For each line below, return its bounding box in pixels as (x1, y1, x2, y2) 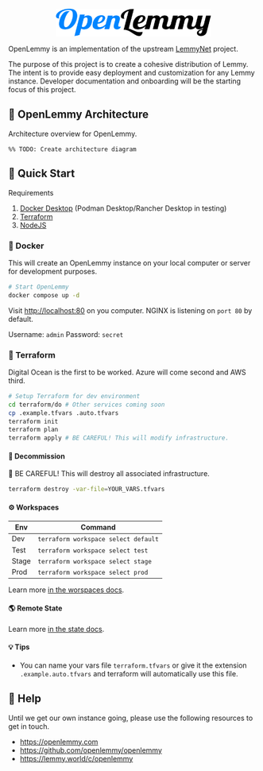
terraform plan (8, 426, 59, 434)
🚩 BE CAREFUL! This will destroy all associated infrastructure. (8, 469, 211, 478)
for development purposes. (8, 266, 98, 276)
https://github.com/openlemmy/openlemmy (19, 745, 163, 755)
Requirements (8, 188, 54, 197)
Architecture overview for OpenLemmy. (8, 129, 137, 138)
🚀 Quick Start (8, 167, 75, 180)
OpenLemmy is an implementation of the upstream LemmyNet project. (8, 45, 238, 53)
